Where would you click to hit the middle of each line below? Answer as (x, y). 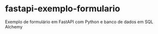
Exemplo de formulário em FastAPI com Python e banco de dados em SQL (79, 22)
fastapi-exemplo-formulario (63, 9)
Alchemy (14, 26)
